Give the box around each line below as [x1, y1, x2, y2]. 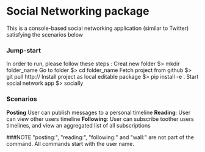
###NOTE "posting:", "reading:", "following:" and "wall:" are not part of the [6, 133, 194, 141]
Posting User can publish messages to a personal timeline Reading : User [6, 109, 191, 116]
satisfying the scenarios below [6, 31, 84, 38]
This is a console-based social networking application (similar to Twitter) [6, 24, 189, 32]
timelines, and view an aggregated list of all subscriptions [6, 121, 151, 129]
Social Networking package [6, 4, 149, 18]
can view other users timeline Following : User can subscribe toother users [6, 115, 194, 123]
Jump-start [6, 46, 41, 54]
